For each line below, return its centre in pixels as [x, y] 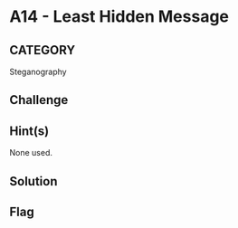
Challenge [39, 100]
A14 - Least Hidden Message [119, 17]
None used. [31, 153]
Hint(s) [29, 131]
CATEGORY [43, 50]
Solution [33, 181]
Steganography [38, 71]
